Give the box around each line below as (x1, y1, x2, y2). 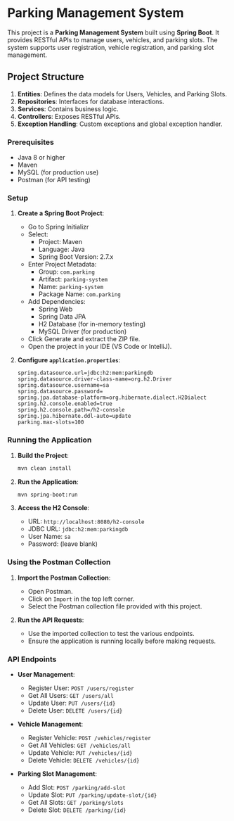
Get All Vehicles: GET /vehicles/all (27, 741, 131, 749)
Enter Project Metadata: (27, 260, 97, 269)
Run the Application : (17, 477, 79, 486)
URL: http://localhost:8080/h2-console (27, 517, 145, 526)
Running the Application (7, 435, 92, 445)
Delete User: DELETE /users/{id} (27, 706, 123, 715)
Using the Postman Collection (7, 557, 111, 567)
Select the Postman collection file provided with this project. (27, 602, 202, 610)
